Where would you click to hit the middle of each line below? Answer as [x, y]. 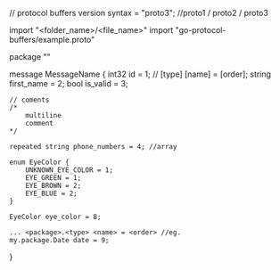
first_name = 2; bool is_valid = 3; [69, 83]
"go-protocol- [201, 30]
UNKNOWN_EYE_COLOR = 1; [70, 170]
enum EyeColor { [39, 162]
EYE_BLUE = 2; [51, 193]
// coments [29, 100]
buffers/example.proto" [52, 40]
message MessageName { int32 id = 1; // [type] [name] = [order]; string [140, 74]
